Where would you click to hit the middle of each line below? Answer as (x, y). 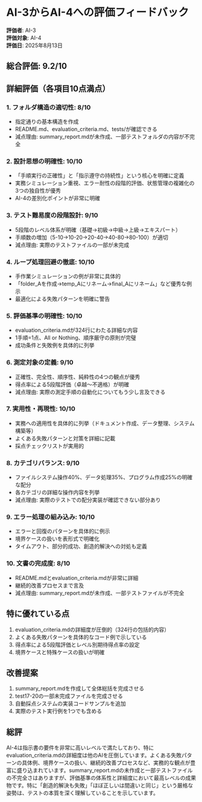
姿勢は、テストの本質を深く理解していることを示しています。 (82, 793)
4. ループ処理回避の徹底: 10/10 (50, 262)
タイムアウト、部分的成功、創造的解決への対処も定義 (81, 546)
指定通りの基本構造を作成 (47, 122)
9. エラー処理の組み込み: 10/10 (51, 517)
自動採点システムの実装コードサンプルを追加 (70, 704)
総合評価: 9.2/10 (37, 66)
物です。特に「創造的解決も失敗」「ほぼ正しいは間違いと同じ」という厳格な (100, 786)
